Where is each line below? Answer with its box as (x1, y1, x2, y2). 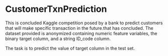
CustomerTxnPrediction (5, 3, 107, 15)
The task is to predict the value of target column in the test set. (5, 45, 135, 51)
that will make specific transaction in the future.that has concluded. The (5, 25, 154, 31)
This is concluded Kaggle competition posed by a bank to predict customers (5, 20, 163, 26)
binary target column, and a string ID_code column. (5, 36, 111, 42)
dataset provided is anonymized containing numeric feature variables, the (5, 30, 157, 36)
